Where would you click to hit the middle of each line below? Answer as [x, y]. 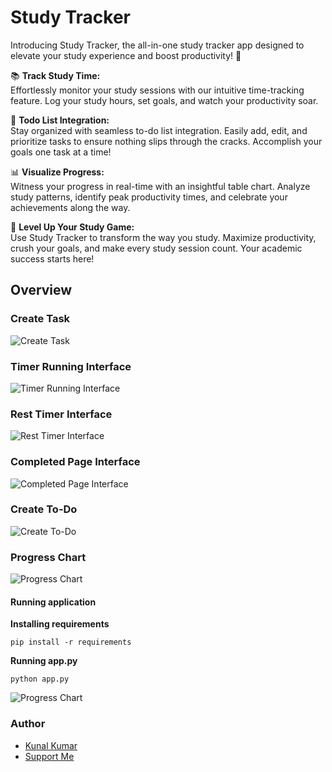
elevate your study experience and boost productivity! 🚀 [126, 55]
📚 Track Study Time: [55, 75]
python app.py [40, 679]
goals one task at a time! [61, 152]
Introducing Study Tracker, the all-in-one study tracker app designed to [157, 45]
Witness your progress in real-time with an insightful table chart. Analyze [160, 186]
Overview [41, 290]
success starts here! [52, 258]
